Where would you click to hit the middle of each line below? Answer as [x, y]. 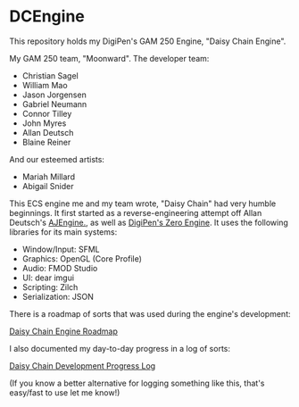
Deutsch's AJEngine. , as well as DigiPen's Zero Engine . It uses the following [149, 222]
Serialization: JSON [58, 296]
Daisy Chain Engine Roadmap [64, 331]
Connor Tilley [47, 113]
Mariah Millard [49, 177]
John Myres [44, 123]
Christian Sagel [50, 75]
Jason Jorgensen [54, 95]
